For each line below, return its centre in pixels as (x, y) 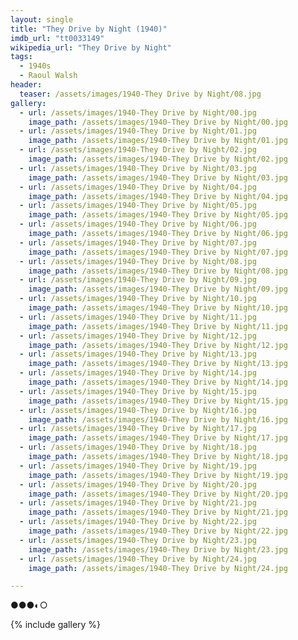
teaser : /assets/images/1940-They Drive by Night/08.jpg (140, 94)
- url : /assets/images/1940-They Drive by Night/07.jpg (138, 242)
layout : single (42, 19)
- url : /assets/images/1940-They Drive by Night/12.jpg (138, 336)
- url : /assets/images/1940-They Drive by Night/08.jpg (138, 261)
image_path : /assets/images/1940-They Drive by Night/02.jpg (158, 159)
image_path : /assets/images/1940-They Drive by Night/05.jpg (158, 215)
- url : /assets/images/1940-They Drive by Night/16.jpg (138, 410)
